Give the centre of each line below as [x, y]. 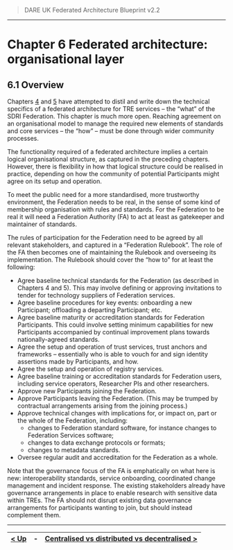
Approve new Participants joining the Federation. [87, 391]
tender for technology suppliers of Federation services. [96, 295]
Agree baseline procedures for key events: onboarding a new [105, 302]
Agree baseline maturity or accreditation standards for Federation [111, 317]
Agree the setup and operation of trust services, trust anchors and [112, 347]
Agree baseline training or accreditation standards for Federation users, [119, 376]
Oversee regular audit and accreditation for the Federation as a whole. [118, 457]
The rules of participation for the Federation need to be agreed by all [105, 238]
